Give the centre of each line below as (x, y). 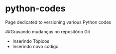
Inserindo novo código (35, 46)
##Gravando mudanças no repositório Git (48, 31)
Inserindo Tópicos (31, 41)
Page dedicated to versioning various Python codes (58, 22)
